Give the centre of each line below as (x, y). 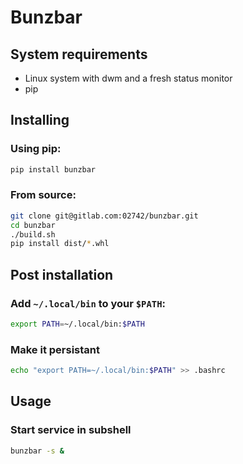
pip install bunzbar (53, 169)
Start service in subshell (71, 430)
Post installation (62, 274)
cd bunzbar (33, 225)
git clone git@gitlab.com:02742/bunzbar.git (104, 216)
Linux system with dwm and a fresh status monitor (128, 78)
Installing (40, 120)
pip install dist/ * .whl (60, 244)
